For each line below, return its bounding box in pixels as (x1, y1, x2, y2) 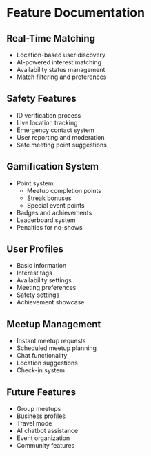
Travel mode (16, 419, 52, 428)
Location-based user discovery (16, 51, 106, 59)
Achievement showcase (16, 298, 85, 307)
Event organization (16, 434, 70, 442)
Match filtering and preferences (16, 73, 107, 81)
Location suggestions (16, 358, 79, 367)
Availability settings (16, 276, 72, 284)
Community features (16, 441, 75, 450)
